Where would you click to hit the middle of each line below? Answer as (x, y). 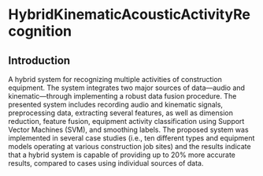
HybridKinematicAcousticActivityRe (129, 15)
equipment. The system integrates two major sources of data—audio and (127, 88)
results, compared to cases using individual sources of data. (106, 163)
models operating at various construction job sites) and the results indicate (130, 146)
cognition (40, 31)
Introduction (39, 60)
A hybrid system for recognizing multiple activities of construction (115, 79)
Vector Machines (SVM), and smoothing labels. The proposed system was (129, 129)
